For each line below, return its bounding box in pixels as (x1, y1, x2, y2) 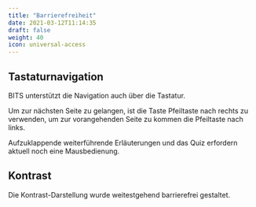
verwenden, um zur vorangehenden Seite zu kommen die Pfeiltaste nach (8, 114, 243, 124)
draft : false (8, 26, 51, 34)
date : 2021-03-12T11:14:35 (8, 19, 97, 27)
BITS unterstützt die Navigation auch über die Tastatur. (8, 91, 186, 100)
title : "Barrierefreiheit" (8, 11, 97, 20)
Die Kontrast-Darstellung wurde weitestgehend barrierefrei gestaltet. (8, 190, 231, 199)
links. (8, 123, 26, 132)
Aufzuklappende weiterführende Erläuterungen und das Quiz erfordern (8, 138, 238, 147)
